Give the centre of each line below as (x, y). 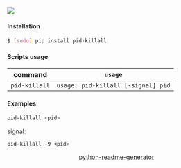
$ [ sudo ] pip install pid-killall (57, 41)
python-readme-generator (117, 157)
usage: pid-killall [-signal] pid (113, 86)
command (30, 75)
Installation (24, 26)
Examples (22, 103)
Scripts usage (28, 56)
